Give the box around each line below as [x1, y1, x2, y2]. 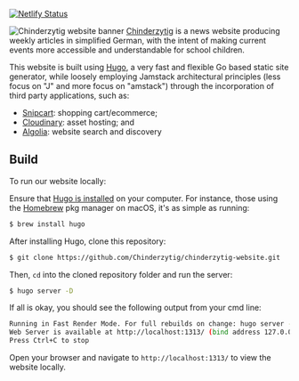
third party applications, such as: [9, 90, 130, 101]
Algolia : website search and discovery [21, 126, 162, 137]
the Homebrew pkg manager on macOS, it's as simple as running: [9, 202, 250, 213]
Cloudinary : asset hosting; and [21, 117, 135, 127]
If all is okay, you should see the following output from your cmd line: [9, 303, 262, 313]
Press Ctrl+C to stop [9, 336, 90, 345]
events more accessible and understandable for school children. [9, 45, 245, 55]
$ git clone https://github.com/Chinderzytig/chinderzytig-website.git [9, 253, 280, 262]
